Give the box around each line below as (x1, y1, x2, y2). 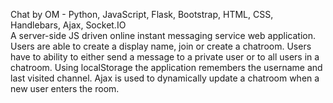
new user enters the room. (10, 83, 120, 94)
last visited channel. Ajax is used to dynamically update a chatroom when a (10, 72, 320, 84)
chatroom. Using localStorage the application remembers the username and (10, 62, 323, 73)
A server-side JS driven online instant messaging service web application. (10, 30, 316, 41)
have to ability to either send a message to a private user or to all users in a (10, 51, 320, 63)
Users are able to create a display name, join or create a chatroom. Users (10, 40, 312, 52)
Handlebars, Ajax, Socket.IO (10, 19, 127, 31)
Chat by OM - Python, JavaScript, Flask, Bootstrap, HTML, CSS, (10, 9, 274, 20)
